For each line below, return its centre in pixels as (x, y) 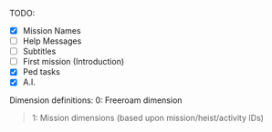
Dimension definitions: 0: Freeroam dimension (96, 100)
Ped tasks (42, 72)
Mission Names (52, 30)
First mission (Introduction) (73, 62)
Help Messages (52, 41)
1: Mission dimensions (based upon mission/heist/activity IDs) (148, 118)
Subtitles (39, 51)
